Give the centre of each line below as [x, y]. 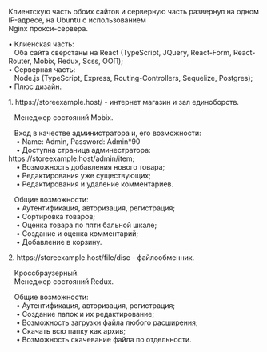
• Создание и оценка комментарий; [77, 234]
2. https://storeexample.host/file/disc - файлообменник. [102, 258]
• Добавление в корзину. [59, 242]
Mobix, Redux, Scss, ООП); [78, 61]
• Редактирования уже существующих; [84, 176]
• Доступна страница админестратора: [83, 150]
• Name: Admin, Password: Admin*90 [78, 142]
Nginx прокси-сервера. [48, 28]
